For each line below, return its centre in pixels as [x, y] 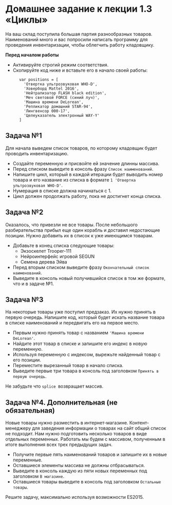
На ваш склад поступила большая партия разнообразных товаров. [79, 34]
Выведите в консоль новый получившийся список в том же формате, [89, 278]
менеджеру [18, 428]
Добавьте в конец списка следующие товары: [63, 245]
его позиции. [27, 360]
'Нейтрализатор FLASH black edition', [65, 93]
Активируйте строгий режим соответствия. [61, 65]
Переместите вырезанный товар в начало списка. [68, 366]
